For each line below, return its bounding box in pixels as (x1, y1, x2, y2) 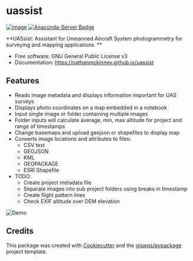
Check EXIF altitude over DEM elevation (23, 198, 120, 205)
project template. (6, 248, 48, 255)
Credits (6, 226, 34, 236)
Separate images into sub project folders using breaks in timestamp (23, 185, 188, 192)
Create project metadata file (23, 179, 92, 186)
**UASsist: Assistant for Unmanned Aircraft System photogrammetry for (6, 35, 182, 42)
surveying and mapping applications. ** (6, 41, 102, 48)
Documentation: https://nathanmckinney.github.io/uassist (14, 59, 154, 66)
